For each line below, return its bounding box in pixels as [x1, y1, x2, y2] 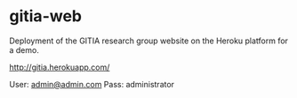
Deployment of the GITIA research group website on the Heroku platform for [9, 35, 289, 46]
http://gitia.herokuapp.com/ [9, 62, 110, 72]
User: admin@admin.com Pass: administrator [9, 79, 175, 89]
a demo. [9, 44, 40, 55]
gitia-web [9, 6, 83, 26]
